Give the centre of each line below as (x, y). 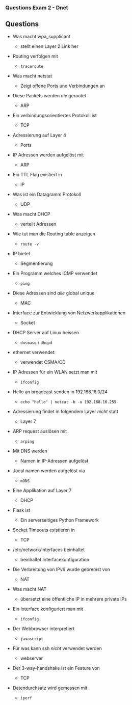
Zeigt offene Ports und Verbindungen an (63, 86)
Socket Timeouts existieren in (44, 530)
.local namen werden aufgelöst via (49, 471)
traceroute (32, 66)
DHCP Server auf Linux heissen (46, 332)
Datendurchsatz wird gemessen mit (50, 688)
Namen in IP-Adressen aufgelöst (54, 460)
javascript (32, 639)
